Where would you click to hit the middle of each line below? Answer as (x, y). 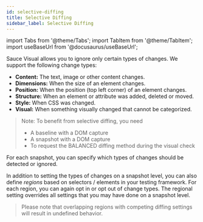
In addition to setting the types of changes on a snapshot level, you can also (102, 176)
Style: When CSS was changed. (55, 103)
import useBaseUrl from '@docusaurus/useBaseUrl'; (72, 47)
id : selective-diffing (35, 12)
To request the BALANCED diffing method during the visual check (113, 146)
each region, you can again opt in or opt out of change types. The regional (99, 189)
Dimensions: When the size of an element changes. (80, 83)
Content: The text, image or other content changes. (80, 77)
